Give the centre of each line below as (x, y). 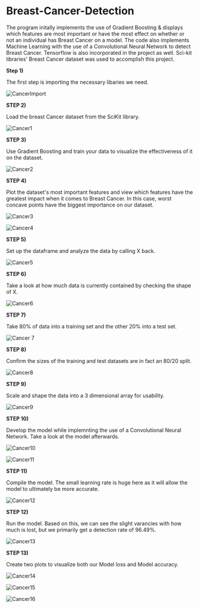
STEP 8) (16, 349)
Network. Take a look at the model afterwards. (63, 436)
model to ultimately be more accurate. (53, 488)
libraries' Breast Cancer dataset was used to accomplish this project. (90, 59)
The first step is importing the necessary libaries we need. (77, 82)
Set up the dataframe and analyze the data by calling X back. (81, 250)
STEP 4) (16, 180)
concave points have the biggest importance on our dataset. (80, 205)
